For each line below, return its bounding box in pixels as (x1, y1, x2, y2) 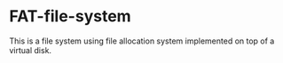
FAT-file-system (9, 6, 131, 27)
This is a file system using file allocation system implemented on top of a (9, 35, 275, 46)
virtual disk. (9, 44, 51, 55)
